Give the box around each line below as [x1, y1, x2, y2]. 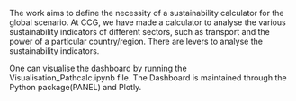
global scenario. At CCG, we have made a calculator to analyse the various [9, 17, 286, 28]
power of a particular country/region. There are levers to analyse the [9, 36, 264, 46]
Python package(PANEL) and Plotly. [9, 82, 142, 92]
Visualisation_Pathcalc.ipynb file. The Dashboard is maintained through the [9, 72, 287, 83]
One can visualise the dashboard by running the [9, 63, 187, 73]
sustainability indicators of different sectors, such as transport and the [9, 27, 270, 37]
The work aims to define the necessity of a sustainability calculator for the [9, 8, 284, 18]
